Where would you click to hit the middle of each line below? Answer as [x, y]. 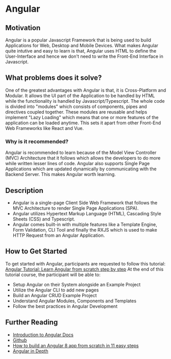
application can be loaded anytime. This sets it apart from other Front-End [83, 123]
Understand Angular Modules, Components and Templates [75, 301]
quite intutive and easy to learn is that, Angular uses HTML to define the [81, 51]
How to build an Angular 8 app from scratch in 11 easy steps [76, 345]
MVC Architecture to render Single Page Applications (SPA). [76, 208]
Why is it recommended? [37, 141]
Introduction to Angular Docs [43, 334]
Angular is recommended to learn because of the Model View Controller [81, 153]
